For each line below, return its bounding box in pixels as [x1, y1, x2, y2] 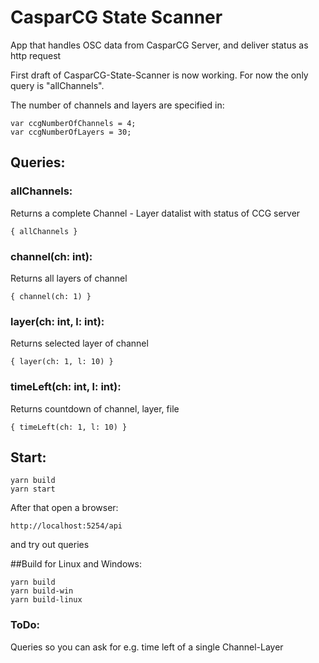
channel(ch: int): [10, 249, 93, 263]
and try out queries [10, 539, 90, 551]
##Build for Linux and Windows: [10, 558, 142, 570]
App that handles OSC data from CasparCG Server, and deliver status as [10, 39, 309, 51]
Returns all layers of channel [10, 272, 128, 284]
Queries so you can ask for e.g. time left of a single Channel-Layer [10, 641, 284, 653]
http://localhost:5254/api [10, 521, 123, 531]
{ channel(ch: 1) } [10, 291, 92, 301]
